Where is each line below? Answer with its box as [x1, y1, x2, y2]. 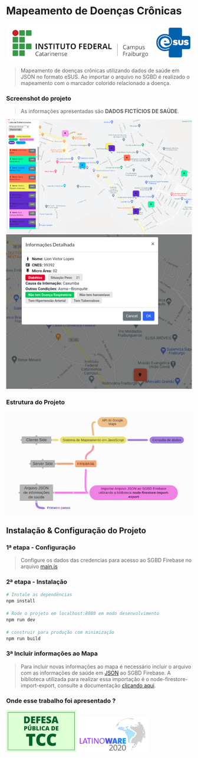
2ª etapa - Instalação [6, 578, 68, 586]
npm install [6, 598, 35, 604]
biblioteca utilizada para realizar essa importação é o [20, 675, 149, 682]
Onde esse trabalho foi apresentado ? [6, 697, 116, 705]
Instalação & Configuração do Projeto [6, 525, 146, 536]
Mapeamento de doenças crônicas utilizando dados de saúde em [20, 67, 180, 74]
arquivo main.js [20, 563, 58, 570]
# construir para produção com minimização [6, 629, 115, 635]
